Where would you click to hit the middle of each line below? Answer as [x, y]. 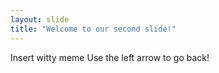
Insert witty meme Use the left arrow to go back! [110, 57]
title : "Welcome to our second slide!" [93, 29]
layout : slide [40, 19]
